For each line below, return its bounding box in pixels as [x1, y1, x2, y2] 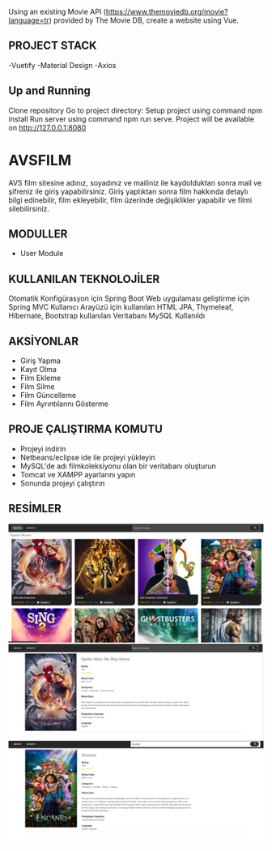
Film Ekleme [19, 373, 62, 383]
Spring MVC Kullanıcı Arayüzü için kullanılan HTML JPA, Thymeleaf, [8, 302, 234, 312]
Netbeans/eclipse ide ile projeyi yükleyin [19, 452, 155, 462]
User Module [19, 249, 64, 259]
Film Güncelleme [19, 391, 77, 400]
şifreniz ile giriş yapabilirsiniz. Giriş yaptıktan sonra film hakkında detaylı [8, 186, 249, 196]
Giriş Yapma [19, 356, 61, 366]
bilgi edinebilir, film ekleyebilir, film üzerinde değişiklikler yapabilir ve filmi [8, 195, 253, 205]
